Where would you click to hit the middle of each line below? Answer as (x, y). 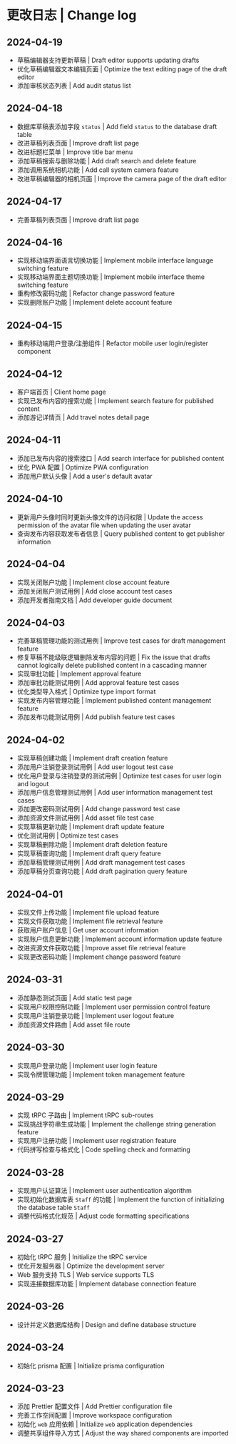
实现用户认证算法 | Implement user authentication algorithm (104, 1191)
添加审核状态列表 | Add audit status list (74, 86)
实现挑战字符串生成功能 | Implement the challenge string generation (117, 1124)
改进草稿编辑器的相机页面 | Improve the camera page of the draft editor (122, 178)
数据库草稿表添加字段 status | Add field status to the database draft (117, 126)
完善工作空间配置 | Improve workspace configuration (94, 1415)
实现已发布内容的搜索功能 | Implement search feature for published (116, 401)
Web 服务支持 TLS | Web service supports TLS (86, 1275)
